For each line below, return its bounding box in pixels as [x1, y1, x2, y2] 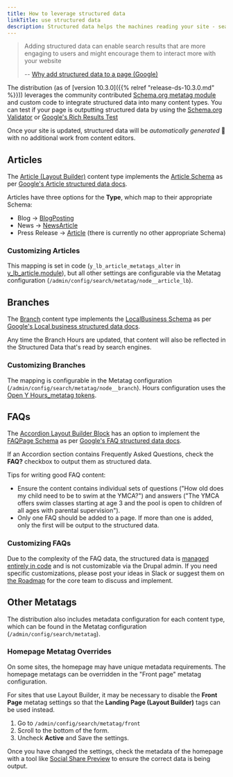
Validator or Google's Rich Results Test [7, 113, 119, 121]
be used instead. [7, 705, 55, 714]
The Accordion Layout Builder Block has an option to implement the [7, 429, 200, 437]
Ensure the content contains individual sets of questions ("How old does [17, 484, 224, 493]
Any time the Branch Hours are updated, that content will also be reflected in [7, 335, 226, 344]
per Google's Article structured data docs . [7, 180, 128, 188]
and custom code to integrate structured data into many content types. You [7, 98, 223, 107]
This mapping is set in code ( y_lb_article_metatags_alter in [7, 261, 180, 270]
